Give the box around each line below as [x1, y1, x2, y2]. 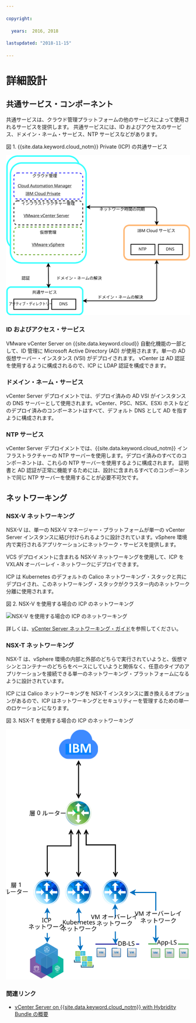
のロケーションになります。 [6, 704, 72, 711]
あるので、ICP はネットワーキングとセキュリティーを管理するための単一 [16, 697, 190, 704]
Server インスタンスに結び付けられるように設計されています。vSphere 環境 [6, 533, 188, 540]
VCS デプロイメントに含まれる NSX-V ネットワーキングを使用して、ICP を [6, 553, 184, 560]
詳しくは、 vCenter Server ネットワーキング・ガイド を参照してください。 [6, 625, 182, 632]
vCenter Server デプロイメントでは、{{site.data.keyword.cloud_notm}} [6, 445, 176, 452]
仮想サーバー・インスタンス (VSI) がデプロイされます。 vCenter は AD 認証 [6, 354, 185, 361]
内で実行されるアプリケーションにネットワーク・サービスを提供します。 [6, 541, 180, 548]
